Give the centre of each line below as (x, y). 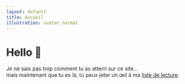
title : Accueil (25, 17)
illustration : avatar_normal (42, 23)
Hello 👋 (24, 52)
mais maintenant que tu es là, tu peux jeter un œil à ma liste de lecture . (93, 75)
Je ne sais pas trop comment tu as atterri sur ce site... (72, 69)
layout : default (26, 12)
